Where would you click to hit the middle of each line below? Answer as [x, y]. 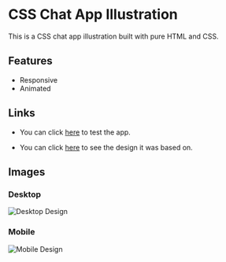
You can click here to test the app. [75, 132]
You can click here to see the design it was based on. [106, 147]
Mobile [22, 232]
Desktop [25, 194]
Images [27, 172]
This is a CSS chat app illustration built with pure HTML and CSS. [113, 36]
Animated [35, 88]
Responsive [38, 79]
